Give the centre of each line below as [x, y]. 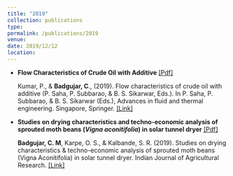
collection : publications [45, 20]
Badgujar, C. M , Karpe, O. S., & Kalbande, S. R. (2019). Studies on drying [122, 142]
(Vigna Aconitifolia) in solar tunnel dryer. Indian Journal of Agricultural [118, 157]
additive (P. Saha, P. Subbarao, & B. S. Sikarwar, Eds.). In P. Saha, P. [115, 93]
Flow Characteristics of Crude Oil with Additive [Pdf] [95, 72]
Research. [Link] [41, 165]
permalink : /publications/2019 [53, 33]
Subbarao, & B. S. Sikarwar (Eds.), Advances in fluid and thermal [110, 101]
